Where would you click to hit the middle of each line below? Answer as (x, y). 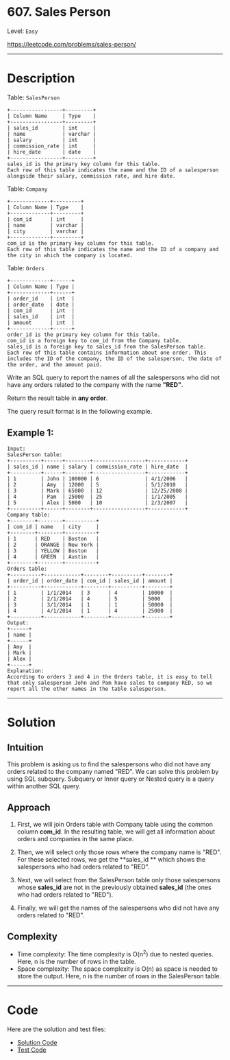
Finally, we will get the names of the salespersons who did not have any (118, 908)
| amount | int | (41, 322)
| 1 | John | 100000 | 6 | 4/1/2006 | (98, 479)
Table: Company (27, 189)
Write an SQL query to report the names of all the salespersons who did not (114, 377)
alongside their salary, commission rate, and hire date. (91, 176)
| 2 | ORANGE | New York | (53, 545)
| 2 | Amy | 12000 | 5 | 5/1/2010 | (98, 484)
